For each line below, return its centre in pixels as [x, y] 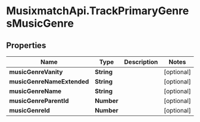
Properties [26, 45]
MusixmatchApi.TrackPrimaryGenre [98, 11]
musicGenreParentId [39, 101]
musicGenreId [30, 110]
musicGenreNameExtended [49, 81]
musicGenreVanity [36, 72]
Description [141, 62]
